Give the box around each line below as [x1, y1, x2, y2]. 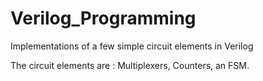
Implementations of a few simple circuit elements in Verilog [10, 40, 254, 52]
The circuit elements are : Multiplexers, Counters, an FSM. [10, 59, 250, 71]
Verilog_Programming [10, 7, 197, 30]
